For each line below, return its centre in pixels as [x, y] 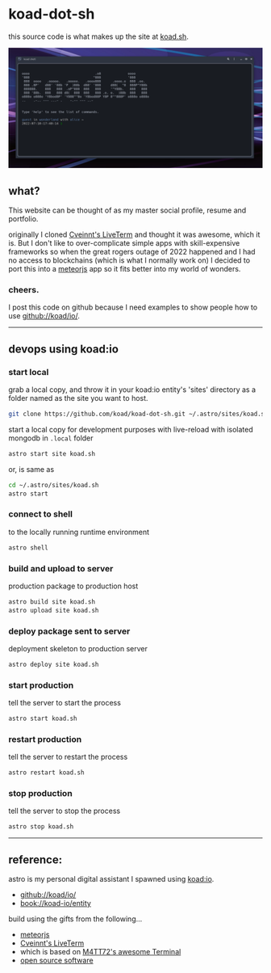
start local [29, 372]
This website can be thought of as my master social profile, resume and [127, 210]
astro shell [28, 548]
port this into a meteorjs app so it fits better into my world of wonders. [125, 268]
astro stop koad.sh [41, 827]
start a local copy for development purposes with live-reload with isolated [131, 429]
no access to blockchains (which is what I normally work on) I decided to [129, 260]
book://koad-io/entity [55, 903]
